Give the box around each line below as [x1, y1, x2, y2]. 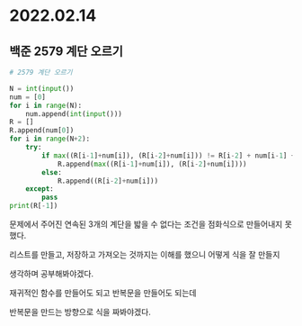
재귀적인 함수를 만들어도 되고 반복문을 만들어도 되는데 [9, 287, 197, 298]
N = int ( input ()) [9, 84, 75, 93]
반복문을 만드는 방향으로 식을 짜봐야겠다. [9, 307, 151, 317]
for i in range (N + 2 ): [9, 134, 91, 144]
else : [41, 168, 63, 177]
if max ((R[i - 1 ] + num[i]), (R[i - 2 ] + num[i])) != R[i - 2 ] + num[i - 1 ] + [41, 150, 296, 160]
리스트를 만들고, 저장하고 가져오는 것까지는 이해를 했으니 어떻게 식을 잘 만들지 [9, 249, 280, 259]
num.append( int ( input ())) [25, 109, 123, 118]
